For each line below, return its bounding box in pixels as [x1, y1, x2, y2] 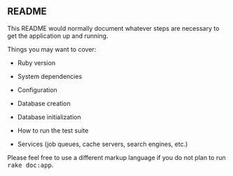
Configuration [17, 85, 57, 94]
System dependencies [17, 72, 83, 80]
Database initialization [17, 112, 82, 121]
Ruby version [17, 59, 56, 67]
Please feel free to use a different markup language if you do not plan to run [7, 153, 226, 161]
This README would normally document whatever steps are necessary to [7, 24, 220, 32]
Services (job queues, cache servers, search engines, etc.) [17, 140, 188, 148]
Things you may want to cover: [7, 45, 97, 53]
